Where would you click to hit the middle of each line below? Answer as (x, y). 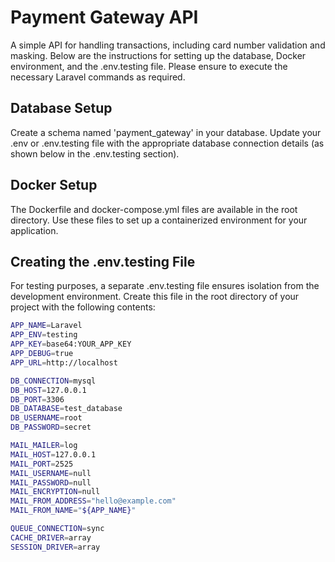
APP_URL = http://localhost (64, 362)
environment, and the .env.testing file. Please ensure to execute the (149, 66)
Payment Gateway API (104, 17)
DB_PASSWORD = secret (51, 427)
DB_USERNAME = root (46, 418)
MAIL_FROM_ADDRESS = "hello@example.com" (93, 501)
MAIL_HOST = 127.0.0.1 (53, 454)
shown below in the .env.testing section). (95, 153)
